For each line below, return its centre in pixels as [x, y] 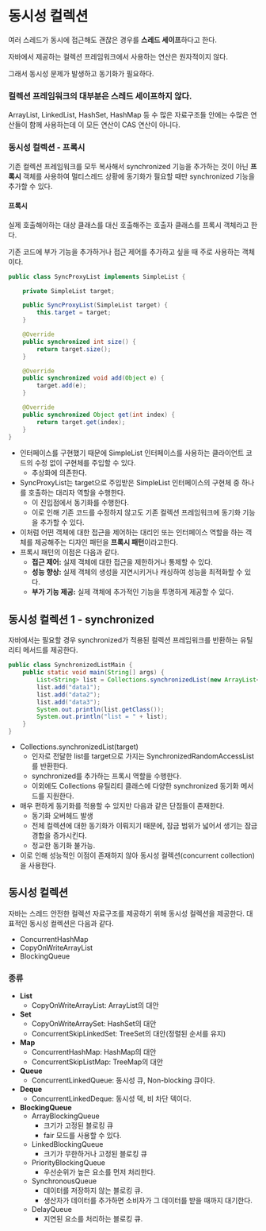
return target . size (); [74, 349]
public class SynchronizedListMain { [70, 665]
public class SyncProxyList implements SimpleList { [97, 276]
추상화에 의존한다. [59, 473]
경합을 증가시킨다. [59, 835]
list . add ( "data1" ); [69, 687]
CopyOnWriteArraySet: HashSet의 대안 [94, 1024]
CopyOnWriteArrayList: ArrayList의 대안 [95, 1005]
